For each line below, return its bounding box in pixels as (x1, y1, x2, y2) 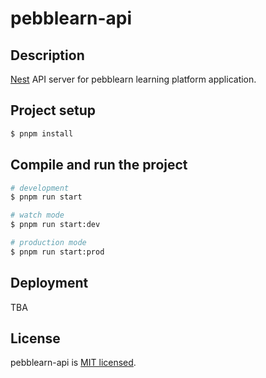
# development (10, 183, 70, 193)
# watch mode (10, 210, 65, 221)
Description (10, 47, 85, 64)
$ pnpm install (10, 128, 74, 139)
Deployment (10, 275, 89, 292)
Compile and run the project (10, 157, 188, 174)
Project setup (10, 102, 97, 119)
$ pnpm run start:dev (10, 220, 101, 230)
